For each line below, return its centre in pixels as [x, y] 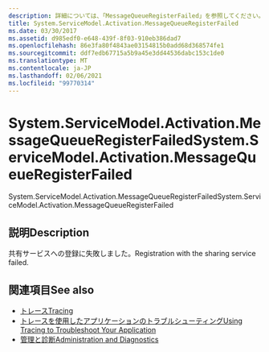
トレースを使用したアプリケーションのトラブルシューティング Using [131, 321]
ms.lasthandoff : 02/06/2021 [55, 76]
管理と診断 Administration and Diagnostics [89, 340]
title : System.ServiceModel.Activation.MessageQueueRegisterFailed [124, 23]
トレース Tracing [47, 311]
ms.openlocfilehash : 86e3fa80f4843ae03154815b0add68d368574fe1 [116, 46]
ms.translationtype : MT [48, 61]
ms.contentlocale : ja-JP [50, 68]
